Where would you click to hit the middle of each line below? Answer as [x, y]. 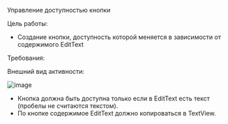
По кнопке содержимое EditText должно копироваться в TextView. [116, 113]
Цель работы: [28, 23]
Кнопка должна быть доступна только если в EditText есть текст [114, 98]
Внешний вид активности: [46, 71]
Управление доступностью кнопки [59, 10]
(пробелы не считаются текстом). [68, 106]
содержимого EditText [50, 44]
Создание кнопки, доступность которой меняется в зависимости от [119, 37]
